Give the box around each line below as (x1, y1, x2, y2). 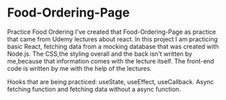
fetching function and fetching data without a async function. (7, 85, 181, 93)
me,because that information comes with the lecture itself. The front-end (7, 57, 214, 65)
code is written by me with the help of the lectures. (7, 64, 152, 72)
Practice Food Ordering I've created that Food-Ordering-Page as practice (7, 28, 216, 36)
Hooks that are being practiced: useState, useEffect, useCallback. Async (7, 77, 214, 86)
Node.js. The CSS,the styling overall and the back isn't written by (7, 50, 192, 58)
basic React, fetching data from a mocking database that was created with (7, 42, 219, 50)
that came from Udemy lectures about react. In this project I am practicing (7, 34, 218, 43)
